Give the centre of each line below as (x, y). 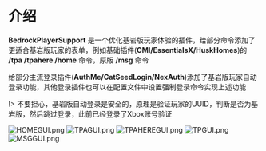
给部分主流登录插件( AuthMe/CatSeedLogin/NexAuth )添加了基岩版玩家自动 (133, 77)
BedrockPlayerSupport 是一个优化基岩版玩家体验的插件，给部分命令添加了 (132, 40)
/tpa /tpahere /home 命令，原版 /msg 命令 (79, 60)
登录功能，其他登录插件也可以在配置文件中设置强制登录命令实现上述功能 (127, 87)
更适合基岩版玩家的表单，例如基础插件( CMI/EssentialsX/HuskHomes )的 (128, 50)
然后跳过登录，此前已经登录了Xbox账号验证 (101, 113)
